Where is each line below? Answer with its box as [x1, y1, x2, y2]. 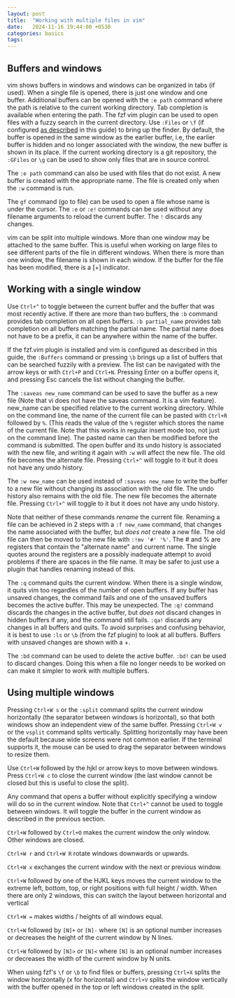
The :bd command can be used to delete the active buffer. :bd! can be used [7, 651, 227, 659]
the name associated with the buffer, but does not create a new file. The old [7, 527, 226, 536]
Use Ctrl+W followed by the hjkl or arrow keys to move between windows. [7, 763, 219, 772]
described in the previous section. [7, 814, 106, 823]
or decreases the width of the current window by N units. [7, 954, 172, 962]
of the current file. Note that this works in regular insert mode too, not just [7, 425, 220, 435]
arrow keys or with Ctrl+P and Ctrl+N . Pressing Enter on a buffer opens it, [7, 367, 220, 376]
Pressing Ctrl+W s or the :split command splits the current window [7, 705, 204, 713]
